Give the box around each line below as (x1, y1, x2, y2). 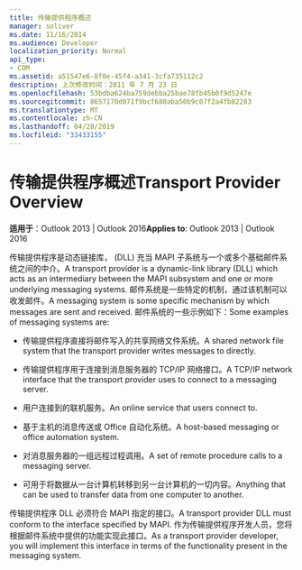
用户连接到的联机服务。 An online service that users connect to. (22, 402, 259, 413)
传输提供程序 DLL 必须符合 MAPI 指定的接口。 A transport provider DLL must (9, 507, 291, 519)
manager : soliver (9, 22, 75, 31)
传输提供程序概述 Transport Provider (9, 172, 281, 193)
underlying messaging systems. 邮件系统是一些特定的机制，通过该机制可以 (9, 283, 288, 294)
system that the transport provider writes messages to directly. (22, 345, 257, 356)
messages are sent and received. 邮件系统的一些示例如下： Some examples (9, 306, 289, 317)
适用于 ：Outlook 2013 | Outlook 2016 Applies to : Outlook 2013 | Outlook (9, 223, 275, 234)
